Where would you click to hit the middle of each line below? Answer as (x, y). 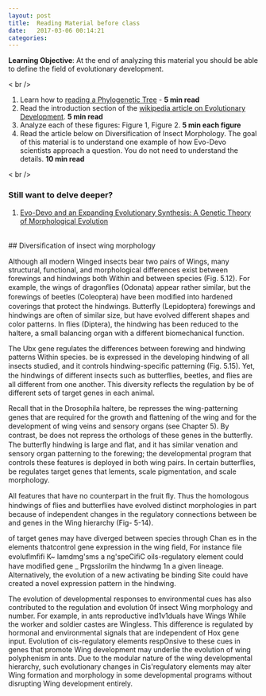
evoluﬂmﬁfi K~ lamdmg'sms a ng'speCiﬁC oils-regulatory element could (126, 556)
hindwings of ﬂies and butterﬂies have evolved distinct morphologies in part (132, 505)
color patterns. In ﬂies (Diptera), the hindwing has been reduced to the (123, 324)
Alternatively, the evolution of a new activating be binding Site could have (128, 575)
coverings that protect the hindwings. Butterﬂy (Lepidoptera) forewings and (132, 306)
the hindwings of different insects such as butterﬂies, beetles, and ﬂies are (130, 375)
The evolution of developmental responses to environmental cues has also (130, 599)
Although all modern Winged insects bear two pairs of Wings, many (119, 261)
